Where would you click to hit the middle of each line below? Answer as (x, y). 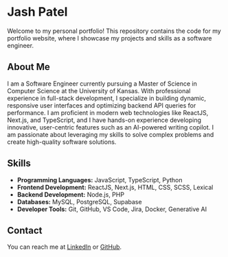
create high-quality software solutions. (62, 142)
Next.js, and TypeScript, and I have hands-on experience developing (104, 120)
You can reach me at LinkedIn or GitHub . (65, 247)
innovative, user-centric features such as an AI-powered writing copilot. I (111, 127)
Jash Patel (37, 12)
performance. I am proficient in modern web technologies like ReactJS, (108, 112)
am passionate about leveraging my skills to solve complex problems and (111, 134)
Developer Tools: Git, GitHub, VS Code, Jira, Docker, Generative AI (112, 209)
